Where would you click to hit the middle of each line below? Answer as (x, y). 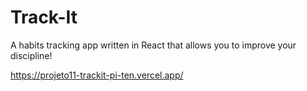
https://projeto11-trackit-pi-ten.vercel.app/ (97, 75)
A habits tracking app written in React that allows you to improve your (153, 45)
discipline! (31, 55)
